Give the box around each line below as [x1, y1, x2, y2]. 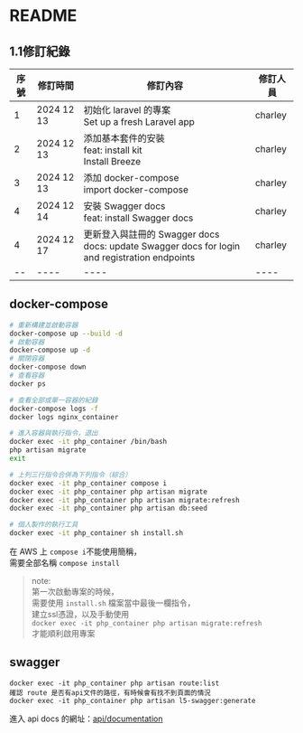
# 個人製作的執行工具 [9, 521, 78, 530]
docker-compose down [9, 362, 87, 371]
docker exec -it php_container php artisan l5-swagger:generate [9, 696, 256, 705]
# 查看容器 [9, 371, 45, 381]
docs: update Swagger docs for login [83, 240, 241, 252]
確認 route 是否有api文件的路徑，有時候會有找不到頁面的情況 [9, 688, 211, 697]
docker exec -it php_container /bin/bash [9, 437, 168, 446]
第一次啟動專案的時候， [31, 587, 119, 597]
